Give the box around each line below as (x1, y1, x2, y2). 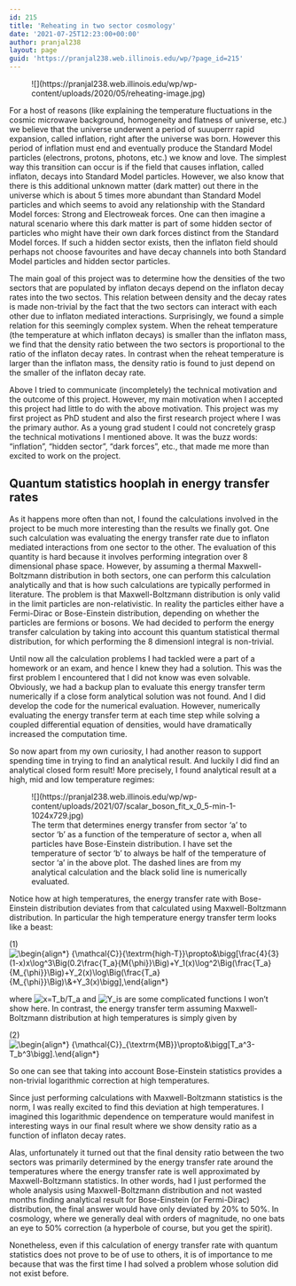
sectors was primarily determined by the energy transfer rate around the (9, 1157, 274, 1167)
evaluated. (31, 875, 70, 887)
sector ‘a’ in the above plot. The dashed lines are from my (31, 857, 242, 867)
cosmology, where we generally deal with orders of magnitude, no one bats (9, 1212, 285, 1224)
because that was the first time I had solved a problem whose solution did (9, 1259, 279, 1269)
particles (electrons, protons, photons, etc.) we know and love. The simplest (9, 153, 287, 162)
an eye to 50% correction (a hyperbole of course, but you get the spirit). (9, 1222, 273, 1233)
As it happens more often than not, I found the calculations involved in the (9, 514, 279, 524)
